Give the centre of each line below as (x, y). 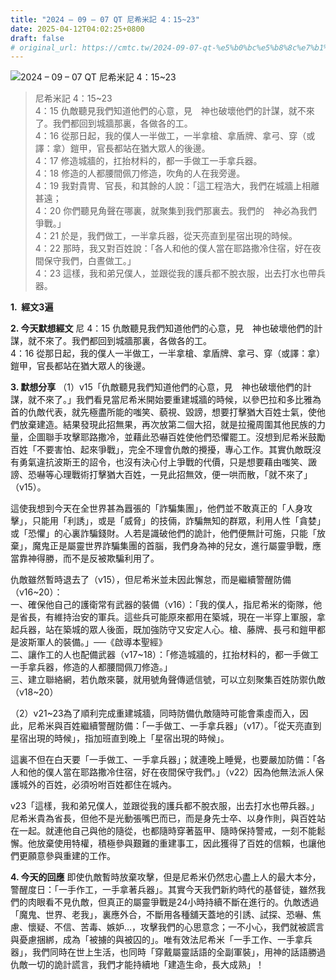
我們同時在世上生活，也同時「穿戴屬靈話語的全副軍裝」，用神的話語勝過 (178, 952)
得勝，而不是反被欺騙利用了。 (98, 558)
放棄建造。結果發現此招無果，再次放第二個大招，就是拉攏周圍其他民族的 (167, 425)
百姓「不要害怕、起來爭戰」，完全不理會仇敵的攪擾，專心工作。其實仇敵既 (161, 450)
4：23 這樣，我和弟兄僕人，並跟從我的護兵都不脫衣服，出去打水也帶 (175, 273)
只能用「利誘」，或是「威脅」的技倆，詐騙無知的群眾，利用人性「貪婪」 (178, 521)
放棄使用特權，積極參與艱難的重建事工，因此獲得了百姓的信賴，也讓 (176, 843)
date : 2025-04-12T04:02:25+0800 (77, 29)
